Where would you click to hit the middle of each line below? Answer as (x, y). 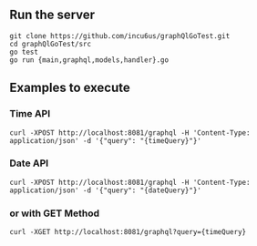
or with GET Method (55, 213)
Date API (29, 163)
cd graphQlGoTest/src (51, 44)
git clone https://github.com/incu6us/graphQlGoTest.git (120, 36)
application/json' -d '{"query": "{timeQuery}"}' (106, 140)
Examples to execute (70, 88)
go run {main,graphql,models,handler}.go (89, 60)
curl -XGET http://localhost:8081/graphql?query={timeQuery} (128, 232)
